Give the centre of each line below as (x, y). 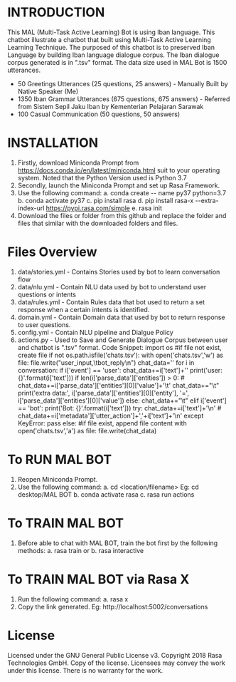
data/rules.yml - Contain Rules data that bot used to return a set (111, 302)
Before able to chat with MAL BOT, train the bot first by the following (118, 543)
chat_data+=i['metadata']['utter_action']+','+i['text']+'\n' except (111, 415)
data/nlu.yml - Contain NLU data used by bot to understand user (112, 286)
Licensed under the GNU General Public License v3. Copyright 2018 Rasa (115, 655)
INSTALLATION (53, 143)
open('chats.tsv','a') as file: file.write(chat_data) (87, 430)
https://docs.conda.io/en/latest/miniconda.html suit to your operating (119, 170)
